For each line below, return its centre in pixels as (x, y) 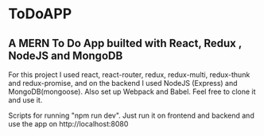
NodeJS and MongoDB (66, 55)
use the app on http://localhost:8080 (68, 124)
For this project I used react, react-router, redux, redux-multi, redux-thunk (129, 75)
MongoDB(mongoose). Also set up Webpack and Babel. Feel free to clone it (132, 91)
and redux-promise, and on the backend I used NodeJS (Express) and (123, 83)
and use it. (25, 100)
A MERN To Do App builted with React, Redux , (125, 43)
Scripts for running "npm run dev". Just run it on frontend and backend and (131, 115)
